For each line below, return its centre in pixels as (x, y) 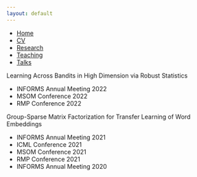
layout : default (30, 13)
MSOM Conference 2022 (52, 96)
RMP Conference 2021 (48, 159)
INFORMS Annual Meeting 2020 (61, 166)
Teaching (30, 55)
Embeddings (24, 123)
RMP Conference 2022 (49, 103)
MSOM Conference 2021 (51, 152)
